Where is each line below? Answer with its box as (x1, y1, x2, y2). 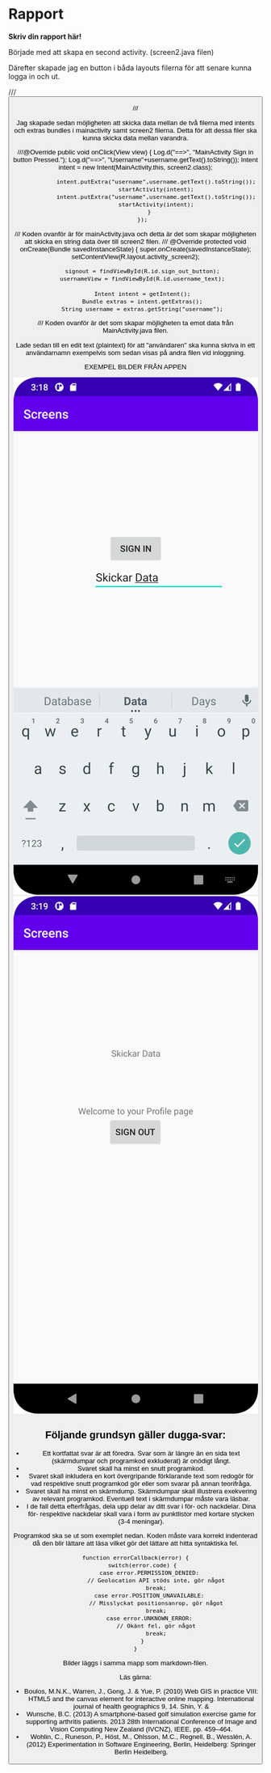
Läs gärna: (119, 1673, 152, 1682)
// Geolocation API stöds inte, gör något (87, 1577, 226, 1585)
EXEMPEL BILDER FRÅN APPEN (84, 362, 187, 371)
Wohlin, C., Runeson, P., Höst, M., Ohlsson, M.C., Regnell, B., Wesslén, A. (30, 1733, 252, 1741)
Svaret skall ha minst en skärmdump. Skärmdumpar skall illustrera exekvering (25, 1487, 257, 1496)
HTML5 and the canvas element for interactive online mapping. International (27, 1695, 255, 1703)
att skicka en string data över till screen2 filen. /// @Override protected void (24, 237, 247, 246)
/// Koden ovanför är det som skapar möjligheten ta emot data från (37, 319, 234, 327)
